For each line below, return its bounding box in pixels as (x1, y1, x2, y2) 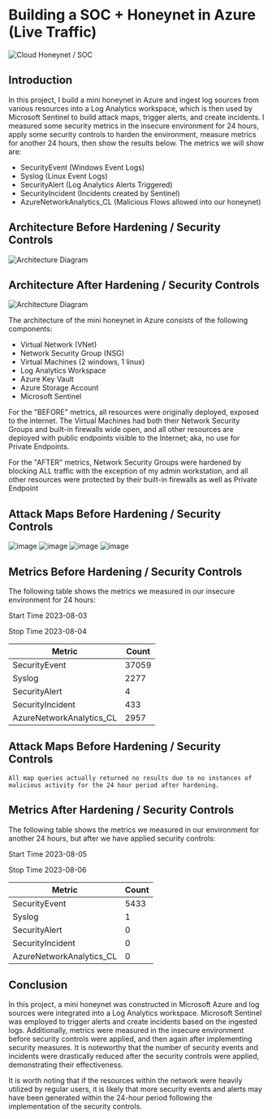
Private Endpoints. (8, 442, 70, 451)
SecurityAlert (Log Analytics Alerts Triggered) (19, 179, 173, 189)
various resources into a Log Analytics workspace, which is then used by (8, 103, 253, 113)
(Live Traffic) (8, 23, 97, 41)
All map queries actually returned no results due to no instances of (8, 774, 253, 782)
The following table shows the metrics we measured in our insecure (8, 586, 235, 596)
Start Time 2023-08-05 (8, 849, 88, 858)
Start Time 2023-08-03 (8, 611, 88, 620)
